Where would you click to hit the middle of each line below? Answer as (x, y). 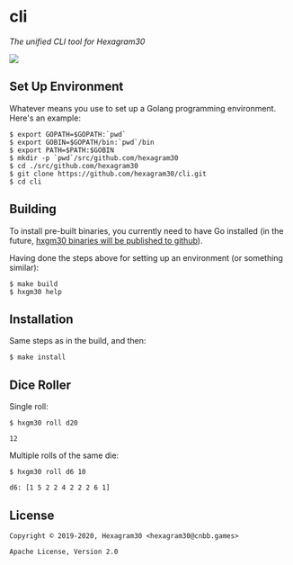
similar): (24, 267)
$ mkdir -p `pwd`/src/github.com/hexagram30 (94, 158)
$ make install (38, 357)
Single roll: (29, 407)
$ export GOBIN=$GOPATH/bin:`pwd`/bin (82, 142)
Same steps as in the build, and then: (78, 341)
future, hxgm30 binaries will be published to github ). (106, 240)
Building (33, 209)
